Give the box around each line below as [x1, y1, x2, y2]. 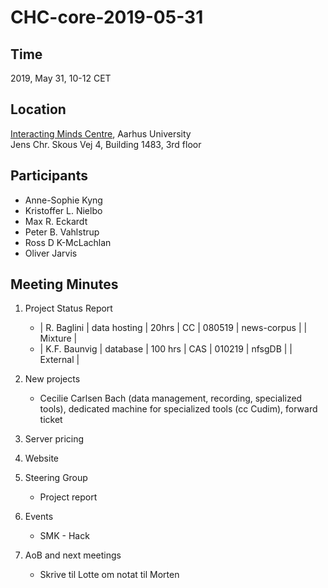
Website [24, 452, 60, 465]
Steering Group [24, 472, 88, 484]
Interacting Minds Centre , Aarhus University [10, 127, 192, 140]
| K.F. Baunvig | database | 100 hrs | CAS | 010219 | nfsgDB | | [39, 343, 293, 355]
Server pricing [24, 433, 85, 445]
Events [24, 511, 54, 523]
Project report [39, 491, 98, 503]
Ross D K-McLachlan [24, 236, 112, 248]
